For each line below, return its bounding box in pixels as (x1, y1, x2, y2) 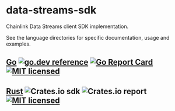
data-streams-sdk (6, 4, 97, 17)
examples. (6, 40, 31, 47)
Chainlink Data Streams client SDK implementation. (6, 23, 129, 30)
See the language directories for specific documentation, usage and (6, 34, 170, 41)
